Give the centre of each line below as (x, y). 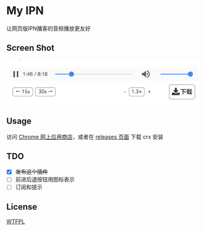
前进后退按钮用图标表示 (45, 180)
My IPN (25, 11)
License (22, 207)
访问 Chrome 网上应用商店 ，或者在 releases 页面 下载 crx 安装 (85, 137)
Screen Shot (30, 48)
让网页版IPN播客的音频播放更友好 (48, 28)
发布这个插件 (31, 172)
